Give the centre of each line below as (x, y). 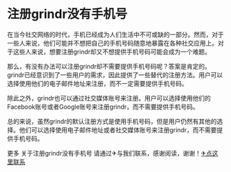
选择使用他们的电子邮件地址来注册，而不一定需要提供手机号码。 (97, 83)
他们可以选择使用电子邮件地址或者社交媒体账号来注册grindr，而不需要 (118, 130)
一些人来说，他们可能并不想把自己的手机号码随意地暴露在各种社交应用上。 (112, 43)
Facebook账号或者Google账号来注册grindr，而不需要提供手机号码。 (103, 107)
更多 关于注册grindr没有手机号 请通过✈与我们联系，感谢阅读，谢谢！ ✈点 (110, 153)
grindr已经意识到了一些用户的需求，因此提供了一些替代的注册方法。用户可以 (115, 75)
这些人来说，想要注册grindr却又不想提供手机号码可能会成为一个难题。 (112, 52)
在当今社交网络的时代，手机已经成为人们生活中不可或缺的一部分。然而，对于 (115, 34)
